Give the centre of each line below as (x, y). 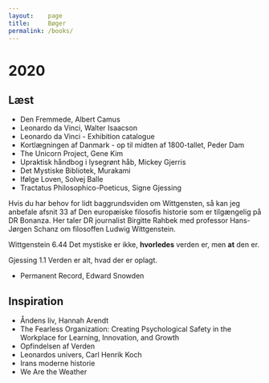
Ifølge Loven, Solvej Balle (61, 179)
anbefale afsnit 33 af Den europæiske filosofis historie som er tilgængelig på (135, 212)
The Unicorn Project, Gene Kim (71, 154)
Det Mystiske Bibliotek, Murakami (75, 171)
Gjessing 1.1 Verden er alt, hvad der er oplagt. (83, 260)
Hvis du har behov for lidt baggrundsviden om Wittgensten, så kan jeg (124, 204)
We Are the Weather (53, 372)
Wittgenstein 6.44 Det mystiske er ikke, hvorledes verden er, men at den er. (134, 245)
